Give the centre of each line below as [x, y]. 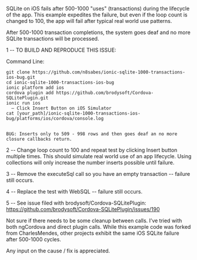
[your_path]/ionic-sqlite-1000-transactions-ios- [79, 114]
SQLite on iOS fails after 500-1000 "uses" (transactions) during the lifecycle [98, 9]
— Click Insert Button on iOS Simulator [61, 108]
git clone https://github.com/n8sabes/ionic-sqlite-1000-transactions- [96, 72]
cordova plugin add [30, 93]
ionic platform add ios [35, 88]
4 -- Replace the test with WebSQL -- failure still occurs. [74, 191]
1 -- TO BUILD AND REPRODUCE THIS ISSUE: [61, 50]
